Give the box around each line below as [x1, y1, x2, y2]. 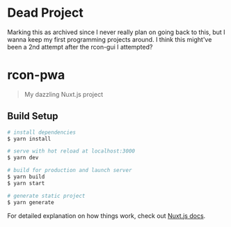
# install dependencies [7, 129, 77, 136]
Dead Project [7, 5, 83, 21]
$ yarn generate [7, 198, 54, 206]
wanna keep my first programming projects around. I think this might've [7, 35, 212, 43]
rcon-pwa [7, 68, 65, 83]
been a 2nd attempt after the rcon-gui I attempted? [7, 42, 153, 51]
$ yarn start [7, 180, 45, 187]
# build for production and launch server [7, 167, 132, 174]
